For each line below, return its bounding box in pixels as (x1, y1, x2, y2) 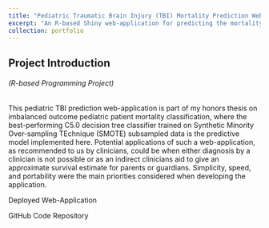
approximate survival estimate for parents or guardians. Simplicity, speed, (8, 162, 251, 172)
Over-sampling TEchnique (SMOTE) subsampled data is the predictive (8, 129, 240, 138)
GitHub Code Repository (8, 210, 89, 220)
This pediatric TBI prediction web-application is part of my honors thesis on (8, 103, 258, 113)
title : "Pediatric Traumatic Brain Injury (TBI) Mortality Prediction (8, 11, 249, 20)
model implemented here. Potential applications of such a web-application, (8, 137, 255, 146)
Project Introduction (8, 56, 110, 70)
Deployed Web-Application (8, 195, 98, 205)
